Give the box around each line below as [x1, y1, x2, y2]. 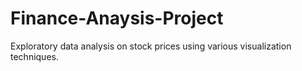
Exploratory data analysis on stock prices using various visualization [10, 40, 292, 52]
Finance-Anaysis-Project [10, 7, 224, 30]
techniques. [10, 50, 59, 62]
